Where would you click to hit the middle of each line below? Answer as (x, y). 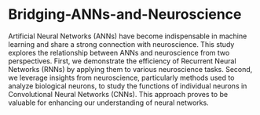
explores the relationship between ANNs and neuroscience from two (119, 52)
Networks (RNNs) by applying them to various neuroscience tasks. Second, (130, 69)
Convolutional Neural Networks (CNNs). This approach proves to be (118, 94)
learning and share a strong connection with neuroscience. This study (121, 44)
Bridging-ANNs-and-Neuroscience (125, 14)
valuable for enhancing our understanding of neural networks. (109, 102)
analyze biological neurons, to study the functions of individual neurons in (128, 86)
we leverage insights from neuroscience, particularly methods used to (121, 77)
